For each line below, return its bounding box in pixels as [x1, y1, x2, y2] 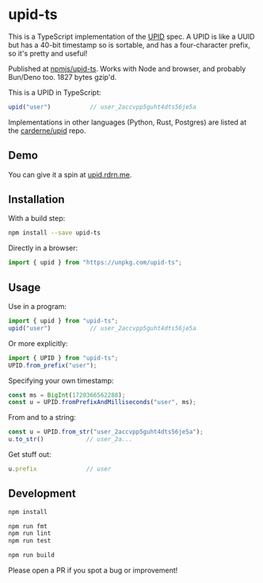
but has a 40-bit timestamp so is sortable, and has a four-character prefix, [8, 40, 251, 49]
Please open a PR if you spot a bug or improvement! [8, 566, 178, 575]
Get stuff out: [8, 450, 51, 459]
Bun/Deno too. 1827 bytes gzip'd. [8, 72, 117, 82]
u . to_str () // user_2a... [8, 436, 133, 444]
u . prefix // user [8, 465, 112, 473]
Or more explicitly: [8, 338, 68, 348]
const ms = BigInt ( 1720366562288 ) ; [8, 391, 126, 399]
